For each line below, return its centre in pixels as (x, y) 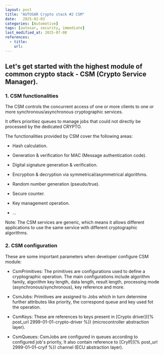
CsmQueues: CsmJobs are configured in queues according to (75, 337)
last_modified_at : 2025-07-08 (36, 33)
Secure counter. (29, 194)
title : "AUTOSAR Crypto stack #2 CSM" (45, 14)
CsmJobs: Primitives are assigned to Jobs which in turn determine (80, 296)
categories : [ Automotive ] (32, 23)
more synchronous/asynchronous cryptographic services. (64, 112)
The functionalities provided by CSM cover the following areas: (69, 136)
